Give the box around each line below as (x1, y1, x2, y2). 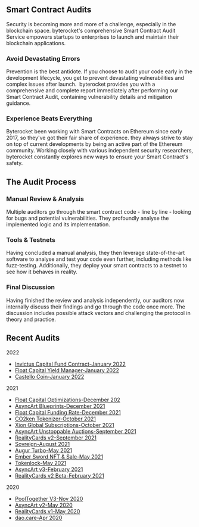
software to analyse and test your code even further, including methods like (6, 255, 192, 263)
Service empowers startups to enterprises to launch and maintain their (6, 33, 179, 40)
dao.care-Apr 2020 (14, 514, 63, 521)
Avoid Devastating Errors (6, 54, 80, 63)
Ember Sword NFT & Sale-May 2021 (14, 453, 103, 460)
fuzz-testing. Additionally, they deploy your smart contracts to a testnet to (6, 262, 188, 269)
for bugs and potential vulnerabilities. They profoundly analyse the (6, 214, 169, 222)
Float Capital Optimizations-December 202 (14, 396, 120, 403)
